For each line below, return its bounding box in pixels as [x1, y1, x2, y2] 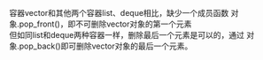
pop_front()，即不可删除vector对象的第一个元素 [19, 19, 192, 29]
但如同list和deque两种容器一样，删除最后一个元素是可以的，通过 [9, 30, 245, 40]
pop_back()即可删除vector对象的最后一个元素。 [19, 41, 193, 51]
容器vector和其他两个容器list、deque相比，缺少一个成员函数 [9, 8, 229, 18]
